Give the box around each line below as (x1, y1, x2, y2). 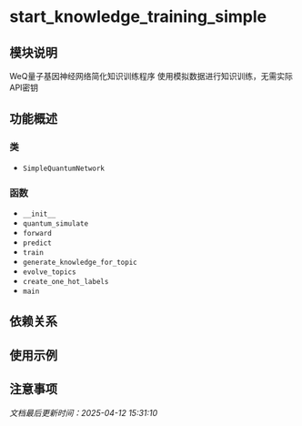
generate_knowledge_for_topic (22, 258, 138, 267)
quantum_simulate (22, 218, 89, 228)
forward (22, 228, 52, 238)
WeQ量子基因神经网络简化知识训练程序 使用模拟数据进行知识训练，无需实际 (9, 71, 293, 81)
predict (22, 238, 52, 248)
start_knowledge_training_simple (9, 6, 267, 27)
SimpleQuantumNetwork (22, 164, 105, 173)
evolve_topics (22, 267, 76, 277)
